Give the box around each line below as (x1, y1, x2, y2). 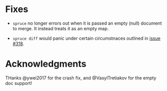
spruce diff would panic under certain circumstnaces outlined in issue (12, 35, 161, 41)
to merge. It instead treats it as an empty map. (12, 25, 109, 31)
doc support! (5, 80, 32, 86)
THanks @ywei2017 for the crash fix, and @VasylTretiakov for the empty (5, 74, 157, 81)
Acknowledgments (5, 58, 87, 70)
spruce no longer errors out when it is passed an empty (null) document (12, 20, 162, 26)
